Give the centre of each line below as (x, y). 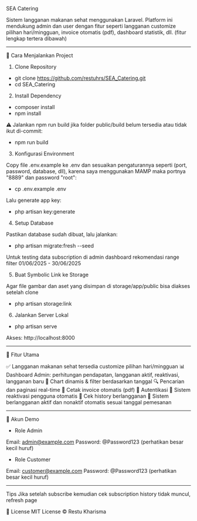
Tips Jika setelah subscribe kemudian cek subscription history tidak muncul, (98, 494)
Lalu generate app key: (34, 200)
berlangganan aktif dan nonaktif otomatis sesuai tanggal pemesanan (89, 402)
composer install (35, 107)
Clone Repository (35, 67)
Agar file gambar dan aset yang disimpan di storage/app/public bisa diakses (98, 286)
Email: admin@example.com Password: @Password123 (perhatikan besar (95, 442)
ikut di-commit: (24, 131)
